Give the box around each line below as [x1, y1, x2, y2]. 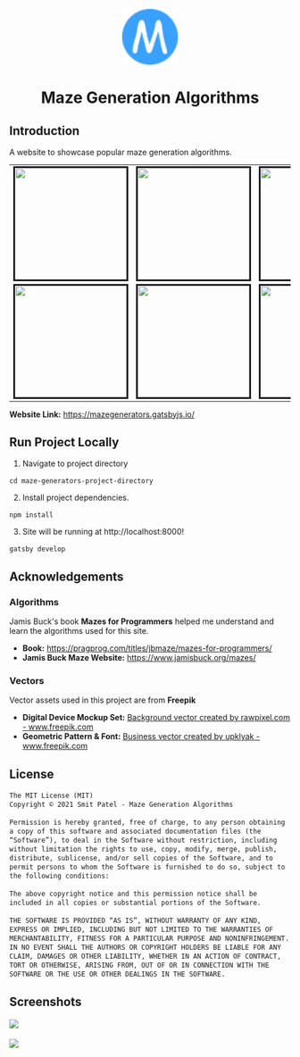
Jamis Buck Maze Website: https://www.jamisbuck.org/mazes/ [21, 653, 256, 662]
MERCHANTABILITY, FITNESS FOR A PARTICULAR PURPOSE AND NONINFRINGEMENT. [9, 934, 290, 944]
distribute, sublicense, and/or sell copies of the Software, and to [9, 853, 274, 863]
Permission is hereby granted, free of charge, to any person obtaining [9, 818, 286, 828]
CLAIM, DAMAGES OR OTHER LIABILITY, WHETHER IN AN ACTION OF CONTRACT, [9, 952, 281, 961]
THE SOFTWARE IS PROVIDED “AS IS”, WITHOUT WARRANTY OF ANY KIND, [9, 916, 262, 926]
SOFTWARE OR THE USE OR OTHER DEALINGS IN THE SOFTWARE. [9, 970, 226, 979]
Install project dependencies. [21, 492, 129, 504]
